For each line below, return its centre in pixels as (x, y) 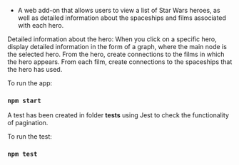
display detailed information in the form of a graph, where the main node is (117, 47)
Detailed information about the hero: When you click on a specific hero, (112, 39)
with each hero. (41, 25)
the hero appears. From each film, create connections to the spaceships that (120, 62)
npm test (22, 154)
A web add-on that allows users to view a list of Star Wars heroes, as (119, 10)
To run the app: (30, 83)
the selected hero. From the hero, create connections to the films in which (116, 54)
